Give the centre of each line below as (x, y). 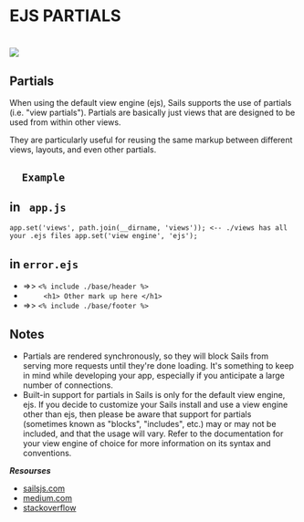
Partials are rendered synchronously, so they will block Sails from (146, 356)
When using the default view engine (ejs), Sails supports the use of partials (151, 103)
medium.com (47, 498)
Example (43, 177)
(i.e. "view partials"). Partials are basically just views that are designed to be (152, 113)
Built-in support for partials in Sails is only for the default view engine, (154, 395)
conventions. (47, 454)
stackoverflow (49, 508)
